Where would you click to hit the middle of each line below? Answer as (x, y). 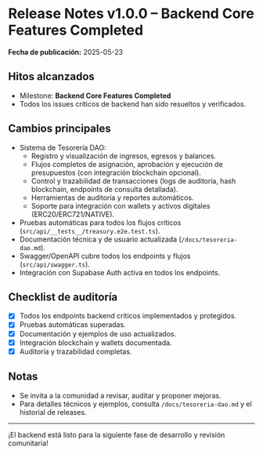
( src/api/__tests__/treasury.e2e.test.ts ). (90, 231)
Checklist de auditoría (63, 297)
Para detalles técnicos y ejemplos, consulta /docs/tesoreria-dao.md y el (135, 404)
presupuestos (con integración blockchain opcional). (116, 173)
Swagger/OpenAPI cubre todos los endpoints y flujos (105, 256)
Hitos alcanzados (52, 76)
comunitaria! (28, 443)
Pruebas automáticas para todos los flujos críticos (100, 222)
